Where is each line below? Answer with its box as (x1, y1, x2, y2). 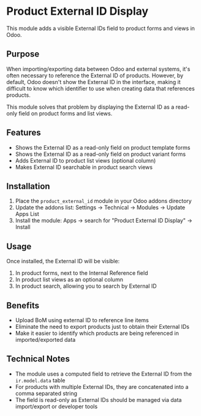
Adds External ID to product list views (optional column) (15, 156, 156, 164)
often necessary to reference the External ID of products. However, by (6, 72, 184, 79)
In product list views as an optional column (15, 276, 124, 283)
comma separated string (15, 390, 78, 397)
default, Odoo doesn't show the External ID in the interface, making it (6, 78, 181, 85)
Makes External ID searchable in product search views (15, 163, 153, 171)
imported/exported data (15, 336, 76, 343)
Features (6, 128, 41, 138)
